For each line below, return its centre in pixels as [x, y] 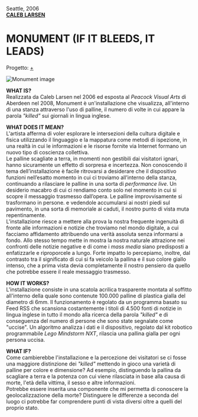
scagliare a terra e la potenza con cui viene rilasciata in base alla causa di [96, 376]
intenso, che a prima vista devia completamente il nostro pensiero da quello [98, 265]
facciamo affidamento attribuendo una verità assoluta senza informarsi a [95, 234]
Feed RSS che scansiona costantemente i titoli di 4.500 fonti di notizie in [94, 308]
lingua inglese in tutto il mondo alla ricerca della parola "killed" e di [87, 314]
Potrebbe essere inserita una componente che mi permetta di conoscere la [97, 389]
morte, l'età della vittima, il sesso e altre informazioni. [71, 382]
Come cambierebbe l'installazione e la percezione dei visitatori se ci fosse [96, 357]
